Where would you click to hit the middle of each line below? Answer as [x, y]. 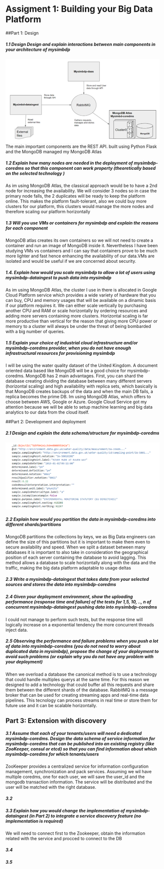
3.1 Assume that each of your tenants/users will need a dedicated [74, 733]
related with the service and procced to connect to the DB [64, 839]
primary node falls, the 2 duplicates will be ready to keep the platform [75, 196]
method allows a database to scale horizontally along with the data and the [81, 563]
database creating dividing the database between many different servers [79, 381]
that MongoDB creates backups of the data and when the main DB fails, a [79, 391]
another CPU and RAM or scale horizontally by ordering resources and [76, 310]
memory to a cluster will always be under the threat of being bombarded [78, 326]
